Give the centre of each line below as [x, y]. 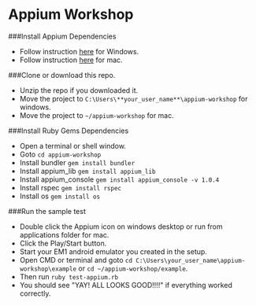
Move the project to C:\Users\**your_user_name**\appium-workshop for [134, 98]
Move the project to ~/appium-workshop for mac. [97, 115]
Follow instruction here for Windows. [79, 51]
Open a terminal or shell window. [72, 146]
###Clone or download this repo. [62, 75]
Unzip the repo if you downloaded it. [79, 90]
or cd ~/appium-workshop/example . [133, 268]
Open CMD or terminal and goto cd [76, 260]
